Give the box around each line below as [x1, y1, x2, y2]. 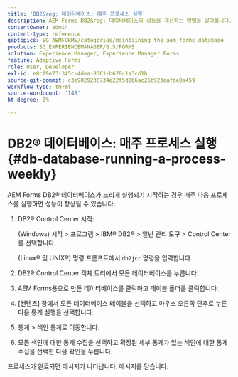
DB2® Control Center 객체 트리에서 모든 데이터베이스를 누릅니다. [17, 268, 199, 277]
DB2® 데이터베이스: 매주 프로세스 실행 [7, 136, 217, 152]
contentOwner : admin [7, 23, 69, 31]
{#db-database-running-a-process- [7, 151, 226, 167]
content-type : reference [7, 30, 81, 38]
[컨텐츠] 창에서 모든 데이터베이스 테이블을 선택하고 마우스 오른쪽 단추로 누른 [17, 299, 227, 307]
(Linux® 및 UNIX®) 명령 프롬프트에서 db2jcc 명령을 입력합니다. [17, 253, 193, 262]
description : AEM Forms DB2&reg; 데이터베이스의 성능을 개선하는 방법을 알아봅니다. [7, 17, 232, 24]
